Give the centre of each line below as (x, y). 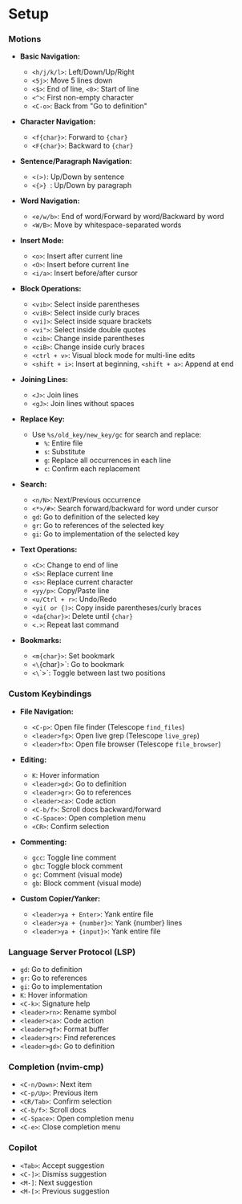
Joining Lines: (44, 380)
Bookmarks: (40, 641)
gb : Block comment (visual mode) (87, 883)
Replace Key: (42, 419)
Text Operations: (48, 550)
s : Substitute (65, 452)
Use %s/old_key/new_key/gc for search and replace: (117, 435)
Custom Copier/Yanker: (60, 898)
